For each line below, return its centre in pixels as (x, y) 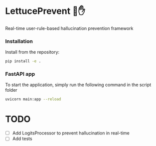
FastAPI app (20, 74)
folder (11, 90)
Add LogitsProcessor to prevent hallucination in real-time (71, 133)
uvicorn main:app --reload (33, 99)
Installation (19, 41)
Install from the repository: (32, 52)
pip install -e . (23, 61)
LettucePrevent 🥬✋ (45, 11)
